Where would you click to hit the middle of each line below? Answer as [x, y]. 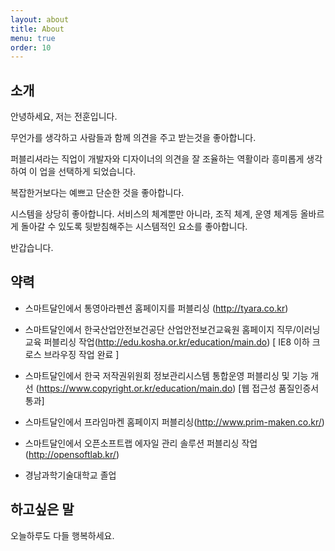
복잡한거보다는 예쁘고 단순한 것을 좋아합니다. [97, 193]
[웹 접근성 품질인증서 [279, 388]
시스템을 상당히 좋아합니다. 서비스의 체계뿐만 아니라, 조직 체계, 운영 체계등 [154, 214]
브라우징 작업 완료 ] [81, 354]
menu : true [33, 38]
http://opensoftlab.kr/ [72, 454]
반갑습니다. [32, 248]
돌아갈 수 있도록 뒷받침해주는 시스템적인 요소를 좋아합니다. [134, 227]
